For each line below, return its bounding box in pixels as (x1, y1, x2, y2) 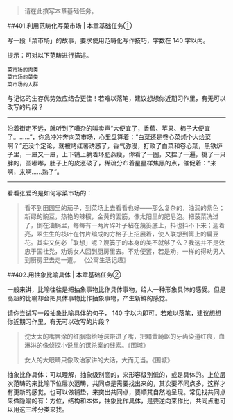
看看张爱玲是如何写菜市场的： (7, 189, 92, 197)
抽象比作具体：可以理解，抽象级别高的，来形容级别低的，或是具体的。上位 (7, 371, 220, 378)
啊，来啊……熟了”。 (7, 168, 64, 176)
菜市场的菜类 (7, 74, 39, 81)
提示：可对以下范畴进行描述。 (7, 51, 92, 59)
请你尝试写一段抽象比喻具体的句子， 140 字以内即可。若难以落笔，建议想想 (7, 309, 222, 317)
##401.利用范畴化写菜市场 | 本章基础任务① (7, 22, 132, 30)
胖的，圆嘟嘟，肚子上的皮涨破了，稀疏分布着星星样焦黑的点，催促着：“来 (7, 159, 217, 167)
